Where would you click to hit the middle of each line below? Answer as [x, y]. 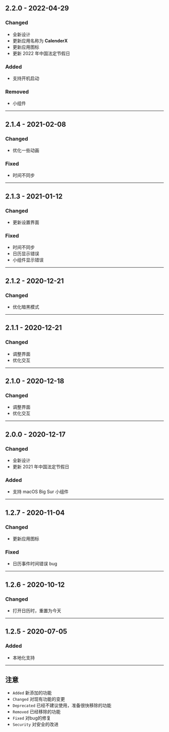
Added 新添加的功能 [32, 693]
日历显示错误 [26, 254]
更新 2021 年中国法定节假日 [41, 467]
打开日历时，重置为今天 [37, 610]
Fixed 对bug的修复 [32, 718]
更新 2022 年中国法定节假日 [41, 53]
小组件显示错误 [28, 260]
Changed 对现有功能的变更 [39, 699]
